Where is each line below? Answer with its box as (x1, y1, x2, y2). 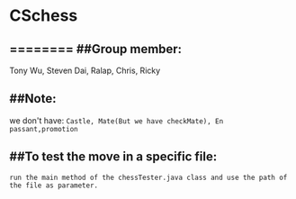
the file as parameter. (9, 181, 99, 190)
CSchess (9, 5, 78, 26)
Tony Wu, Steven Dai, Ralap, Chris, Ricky (9, 65, 161, 76)
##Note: (9, 91, 57, 106)
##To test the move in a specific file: (9, 149, 218, 165)
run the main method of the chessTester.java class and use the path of (9, 173, 288, 182)
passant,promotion (9, 124, 78, 133)
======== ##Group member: (9, 41, 183, 57)
